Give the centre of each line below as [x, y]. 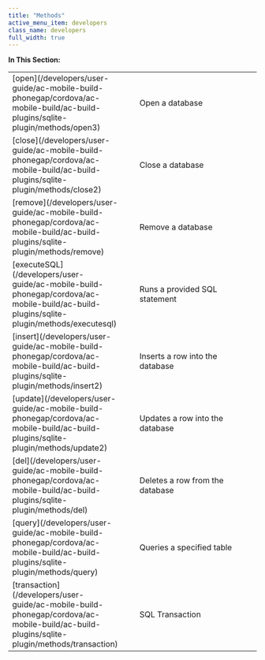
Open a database [171, 103]
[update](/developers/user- [64, 399]
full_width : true [37, 37]
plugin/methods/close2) [57, 190]
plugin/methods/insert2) [57, 386]
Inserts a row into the [178, 356]
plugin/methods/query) [55, 572]
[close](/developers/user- [61, 140]
